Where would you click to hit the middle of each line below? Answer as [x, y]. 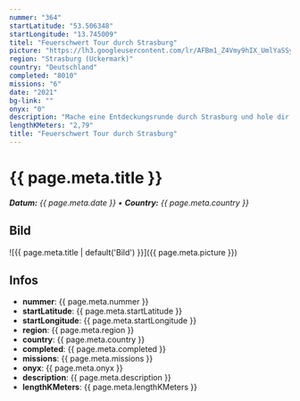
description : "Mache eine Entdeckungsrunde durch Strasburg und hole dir [150, 117]
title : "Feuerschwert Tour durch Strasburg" [93, 134]
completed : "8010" [43, 76]
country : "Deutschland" [54, 68]
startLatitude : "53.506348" [62, 26]
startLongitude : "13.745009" [63, 34]
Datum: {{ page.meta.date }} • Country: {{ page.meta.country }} [129, 203]
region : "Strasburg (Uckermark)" [71, 59]
